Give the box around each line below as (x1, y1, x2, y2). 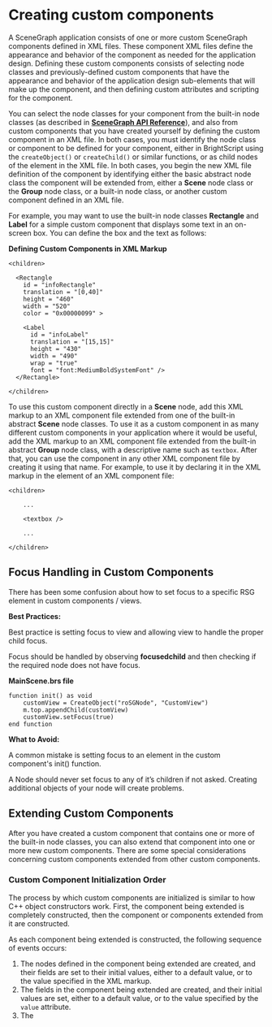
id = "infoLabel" (29, 331, 89, 339)
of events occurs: (8, 942, 67, 952)
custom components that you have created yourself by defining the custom (8, 126, 261, 136)
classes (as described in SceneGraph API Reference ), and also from (8, 117, 238, 127)
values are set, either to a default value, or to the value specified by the (19, 993, 259, 1003)
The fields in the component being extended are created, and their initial (19, 985, 262, 994)
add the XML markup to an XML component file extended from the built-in (8, 436, 257, 446)
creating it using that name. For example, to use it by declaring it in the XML (8, 461, 261, 472)
